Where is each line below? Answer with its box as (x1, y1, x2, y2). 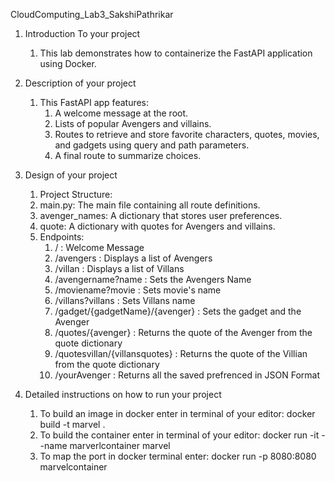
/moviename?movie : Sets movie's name (54, 284, 222, 296)
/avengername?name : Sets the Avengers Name (54, 274, 252, 285)
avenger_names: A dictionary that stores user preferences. (39, 210, 283, 221)
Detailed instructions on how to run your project (24, 389, 222, 400)
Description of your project (24, 77, 137, 89)
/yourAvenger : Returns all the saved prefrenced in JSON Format (54, 369, 321, 381)
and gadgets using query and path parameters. (54, 139, 250, 151)
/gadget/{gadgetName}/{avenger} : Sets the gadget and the (54, 305, 302, 317)
